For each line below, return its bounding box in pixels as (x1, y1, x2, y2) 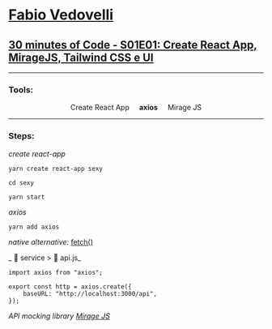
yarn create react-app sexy (8, 164, 104, 173)
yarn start (8, 193, 45, 201)
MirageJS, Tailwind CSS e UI (8, 50, 154, 64)
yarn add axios (8, 223, 60, 231)
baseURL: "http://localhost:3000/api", (23, 289, 158, 297)
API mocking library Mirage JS (8, 310, 111, 321)
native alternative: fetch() (8, 237, 94, 246)
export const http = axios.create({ (8, 282, 132, 291)
